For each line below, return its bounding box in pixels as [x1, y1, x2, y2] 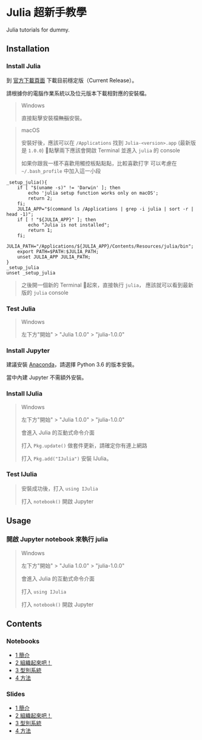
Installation [6, 44, 50, 54]
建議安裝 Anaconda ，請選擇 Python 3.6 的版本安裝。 [6, 361, 138, 368]
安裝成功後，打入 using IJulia [21, 484, 98, 492]
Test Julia [6, 304, 36, 313]
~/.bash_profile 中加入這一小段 [21, 167, 101, 174]
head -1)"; [6, 211, 34, 217]
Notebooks [6, 637, 40, 645]
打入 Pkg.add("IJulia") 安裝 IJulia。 [21, 455, 112, 462]
